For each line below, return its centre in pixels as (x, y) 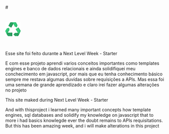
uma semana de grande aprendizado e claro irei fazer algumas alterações (82, 85)
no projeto (16, 90)
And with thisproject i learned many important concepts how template (78, 110)
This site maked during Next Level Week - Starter (57, 100)
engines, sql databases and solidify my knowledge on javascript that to (79, 115)
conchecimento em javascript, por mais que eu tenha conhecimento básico (84, 74)
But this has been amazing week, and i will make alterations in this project (82, 126)
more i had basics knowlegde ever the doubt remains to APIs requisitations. (84, 120)
